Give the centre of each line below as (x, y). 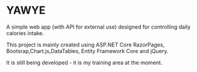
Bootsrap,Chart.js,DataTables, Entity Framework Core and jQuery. (87, 51)
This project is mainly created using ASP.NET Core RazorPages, (86, 45)
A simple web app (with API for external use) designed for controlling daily (98, 27)
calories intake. (25, 33)
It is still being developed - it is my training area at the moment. (84, 62)
